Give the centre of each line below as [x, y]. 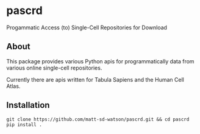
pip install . [24, 125]
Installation [28, 105]
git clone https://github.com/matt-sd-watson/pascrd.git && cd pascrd [98, 119]
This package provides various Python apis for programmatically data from [100, 61]
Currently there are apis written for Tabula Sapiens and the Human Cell [95, 79]
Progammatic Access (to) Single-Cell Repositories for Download [87, 27]
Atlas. [13, 86]
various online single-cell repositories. [54, 68]
